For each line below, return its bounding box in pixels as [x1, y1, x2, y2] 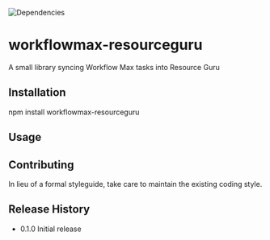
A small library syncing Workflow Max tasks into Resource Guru [8, 62, 220, 72]
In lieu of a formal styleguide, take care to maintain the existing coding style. [8, 179, 263, 188]
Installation [8, 85, 66, 100]
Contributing [8, 158, 74, 172]
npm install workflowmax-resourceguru [8, 107, 140, 117]
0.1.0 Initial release [19, 224, 82, 234]
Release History [8, 202, 91, 217]
